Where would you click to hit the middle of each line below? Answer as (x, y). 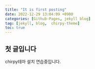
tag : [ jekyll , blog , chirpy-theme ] (42, 23)
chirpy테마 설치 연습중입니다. (33, 61)
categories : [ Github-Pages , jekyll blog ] (48, 19)
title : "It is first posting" (36, 10)
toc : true (15, 28)
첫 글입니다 (21, 49)
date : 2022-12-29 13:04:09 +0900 (39, 14)
